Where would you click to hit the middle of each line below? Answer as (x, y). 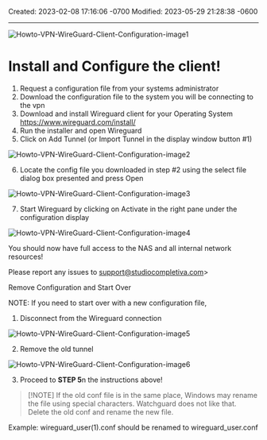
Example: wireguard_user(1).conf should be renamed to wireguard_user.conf (133, 427)
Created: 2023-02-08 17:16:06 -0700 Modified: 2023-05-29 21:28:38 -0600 (133, 12)
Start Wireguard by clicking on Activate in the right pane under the (128, 209)
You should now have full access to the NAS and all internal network (120, 248)
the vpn (32, 105)
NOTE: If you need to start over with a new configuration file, (108, 303)
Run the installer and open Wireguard (81, 130)
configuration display (54, 217)
